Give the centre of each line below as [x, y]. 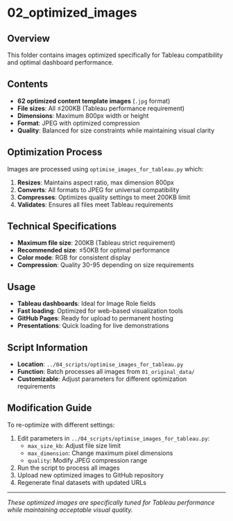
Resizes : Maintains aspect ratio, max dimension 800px [96, 182]
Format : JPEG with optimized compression [78, 123]
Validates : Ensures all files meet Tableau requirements [95, 204]
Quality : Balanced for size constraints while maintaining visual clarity [116, 130]
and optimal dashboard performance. [61, 62]
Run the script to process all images [68, 468]
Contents [28, 84]
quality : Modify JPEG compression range [87, 460]
